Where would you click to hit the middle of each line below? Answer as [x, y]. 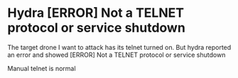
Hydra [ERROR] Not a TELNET [96, 13]
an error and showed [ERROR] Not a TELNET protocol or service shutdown [117, 55]
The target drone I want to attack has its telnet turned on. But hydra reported [119, 47]
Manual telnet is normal [42, 68]
